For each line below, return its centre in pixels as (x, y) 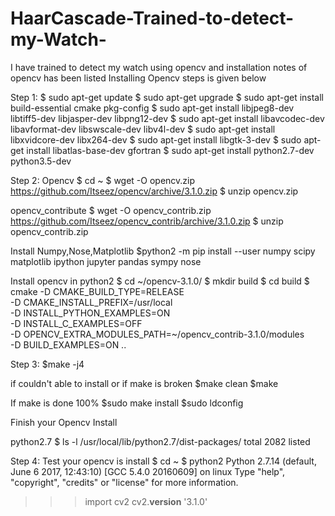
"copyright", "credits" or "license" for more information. (124, 482)
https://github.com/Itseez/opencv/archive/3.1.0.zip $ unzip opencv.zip (154, 191)
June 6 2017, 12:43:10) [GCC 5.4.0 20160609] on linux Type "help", (148, 471)
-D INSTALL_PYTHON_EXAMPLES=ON (90, 313)
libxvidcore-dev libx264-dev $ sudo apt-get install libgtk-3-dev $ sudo (156, 139)
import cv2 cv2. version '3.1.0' (146, 501)
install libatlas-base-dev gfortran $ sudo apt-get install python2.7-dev (170, 150)
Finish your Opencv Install (64, 422)
